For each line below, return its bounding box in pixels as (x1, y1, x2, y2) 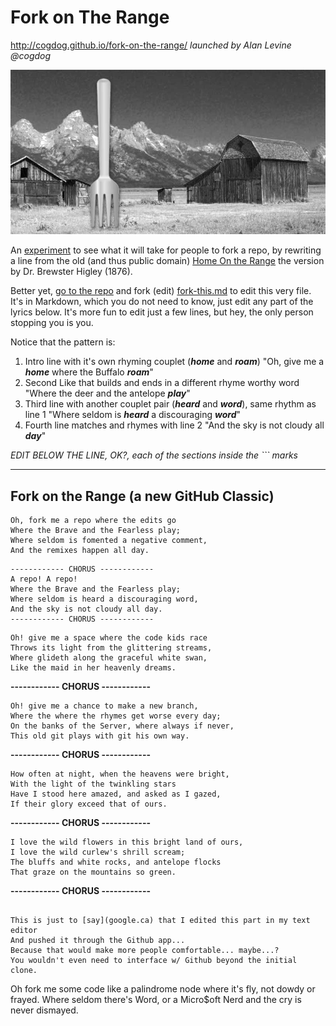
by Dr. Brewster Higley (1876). (10, 266, 133, 278)
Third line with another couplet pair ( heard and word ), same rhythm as (24, 398, 317, 410)
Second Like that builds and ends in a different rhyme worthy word (24, 377, 300, 389)
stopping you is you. (10, 317, 94, 329)
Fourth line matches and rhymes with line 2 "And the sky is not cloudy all (24, 419, 325, 431)
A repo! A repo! (10, 574, 78, 585)
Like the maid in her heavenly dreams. (10, 663, 177, 673)
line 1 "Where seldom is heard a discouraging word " (24, 409, 242, 421)
